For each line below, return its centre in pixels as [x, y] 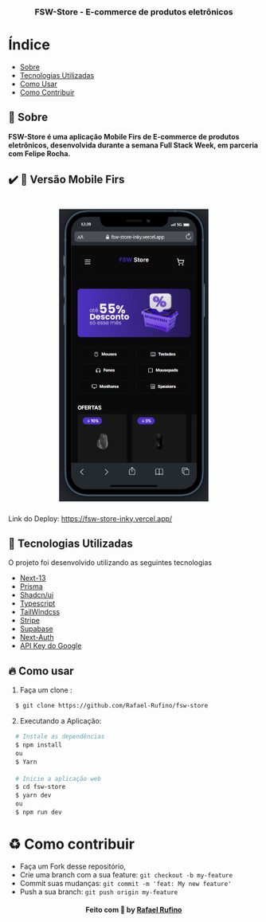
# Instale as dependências [60, 737]
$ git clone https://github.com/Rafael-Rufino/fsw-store [112, 706]
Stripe [29, 621]
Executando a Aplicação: [61, 721]
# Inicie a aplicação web [59, 779]
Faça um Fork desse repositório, [72, 866]
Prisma [31, 587]
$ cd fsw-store [41, 787]
